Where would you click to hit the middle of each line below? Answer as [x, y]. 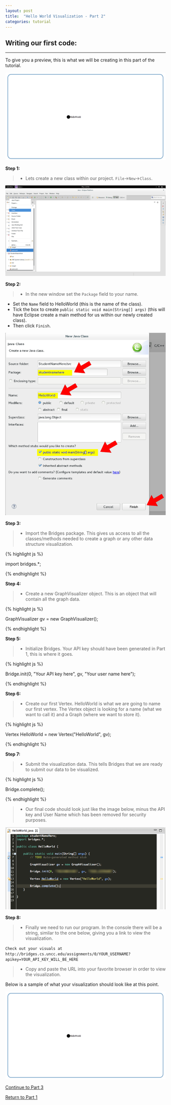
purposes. [36, 820]
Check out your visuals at [34, 949]
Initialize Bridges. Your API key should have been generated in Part [95, 649]
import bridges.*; [23, 564]
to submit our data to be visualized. [62, 769]
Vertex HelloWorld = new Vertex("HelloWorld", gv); [58, 735]
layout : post [19, 11]
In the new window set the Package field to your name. [82, 294]
